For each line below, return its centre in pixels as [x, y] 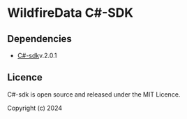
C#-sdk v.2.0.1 [37, 55]
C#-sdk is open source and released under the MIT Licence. [94, 94]
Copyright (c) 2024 [35, 108]
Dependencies [39, 39]
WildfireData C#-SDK [70, 13]
